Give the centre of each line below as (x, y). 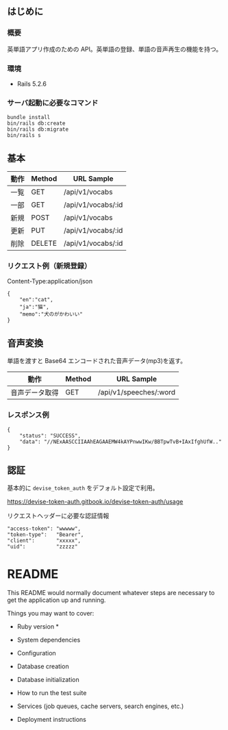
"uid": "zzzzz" (42, 547)
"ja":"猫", (34, 307)
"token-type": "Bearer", (46, 535)
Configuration (36, 653)
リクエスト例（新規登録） (49, 266)
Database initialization (48, 680)
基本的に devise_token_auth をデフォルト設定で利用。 (83, 488)
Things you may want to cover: (51, 614)
